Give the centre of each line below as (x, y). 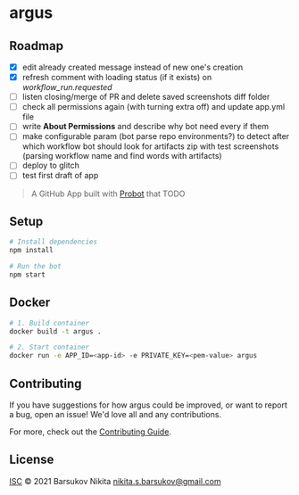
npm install (31, 251)
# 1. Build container (50, 323)
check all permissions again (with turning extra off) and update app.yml (154, 107)
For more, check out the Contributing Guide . (91, 432)
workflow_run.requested (67, 87)
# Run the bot (36, 267)
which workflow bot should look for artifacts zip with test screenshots (150, 146)
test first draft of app (60, 176)
